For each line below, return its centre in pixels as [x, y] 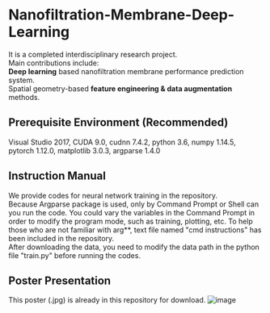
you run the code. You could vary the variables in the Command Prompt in [132, 212]
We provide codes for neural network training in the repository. [113, 195]
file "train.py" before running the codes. [75, 255]
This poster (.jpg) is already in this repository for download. [107, 300]
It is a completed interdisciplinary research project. [93, 54]
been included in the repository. [61, 238]
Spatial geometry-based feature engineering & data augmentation [120, 88]
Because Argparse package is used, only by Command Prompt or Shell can [134, 204]
